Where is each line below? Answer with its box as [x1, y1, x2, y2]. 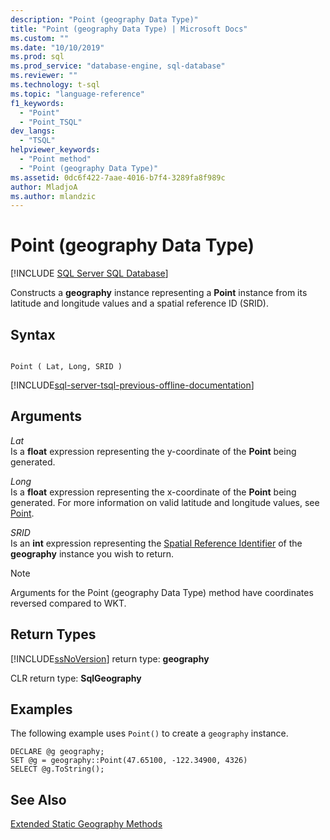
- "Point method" [19, 154, 92, 164]
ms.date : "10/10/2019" [10, 42, 105, 53]
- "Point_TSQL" [19, 117, 83, 127]
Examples [10, 701, 73, 718]
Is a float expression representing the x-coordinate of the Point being [10, 486, 297, 498]
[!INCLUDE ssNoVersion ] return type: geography [10, 652, 210, 665]
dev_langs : [10, 126, 56, 136]
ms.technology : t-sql [10, 80, 101, 90]
